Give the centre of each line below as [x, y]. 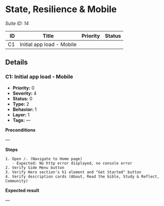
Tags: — [22, 120]
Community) [17, 181]
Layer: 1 [21, 114]
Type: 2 [21, 104]
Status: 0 [23, 98]
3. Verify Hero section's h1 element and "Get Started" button [73, 172]
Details [16, 63]
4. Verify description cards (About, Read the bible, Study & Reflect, [82, 176]
